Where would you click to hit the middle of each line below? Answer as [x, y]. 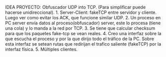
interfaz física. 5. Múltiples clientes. [41, 49]
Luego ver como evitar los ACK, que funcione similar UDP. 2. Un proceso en [83, 18]
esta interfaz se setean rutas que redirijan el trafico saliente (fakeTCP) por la [83, 44]
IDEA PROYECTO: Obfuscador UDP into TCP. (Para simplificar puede [75, 7]
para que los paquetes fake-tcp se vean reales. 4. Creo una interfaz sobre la [83, 33]
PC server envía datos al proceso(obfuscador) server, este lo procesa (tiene [83, 23]
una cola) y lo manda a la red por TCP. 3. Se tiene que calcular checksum [80, 28]
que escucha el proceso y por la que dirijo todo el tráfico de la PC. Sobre [80, 39]
